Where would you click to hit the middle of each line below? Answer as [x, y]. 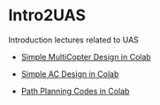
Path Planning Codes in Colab [75, 91]
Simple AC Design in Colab [70, 74]
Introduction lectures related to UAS [73, 40]
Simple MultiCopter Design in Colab [86, 56]
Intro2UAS [47, 15]
